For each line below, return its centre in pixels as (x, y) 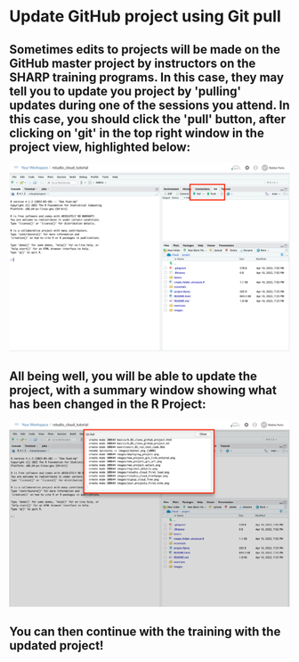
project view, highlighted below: (100, 147)
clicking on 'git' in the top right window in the (137, 132)
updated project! (57, 645)
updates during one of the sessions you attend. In (150, 105)
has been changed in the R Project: (108, 405)
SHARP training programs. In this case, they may (147, 77)
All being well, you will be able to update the (133, 377)
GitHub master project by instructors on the (133, 63)
